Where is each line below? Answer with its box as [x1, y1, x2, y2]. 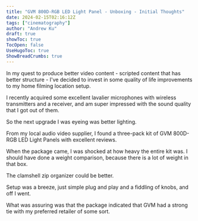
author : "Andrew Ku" [6, 25, 58, 32]
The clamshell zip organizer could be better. [6, 171, 114, 179]
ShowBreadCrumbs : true [6, 53, 62, 59]
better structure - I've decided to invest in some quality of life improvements [6, 76, 193, 83]
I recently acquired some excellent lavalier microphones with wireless [6, 94, 177, 101]
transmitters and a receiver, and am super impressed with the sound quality [6, 100, 191, 108]
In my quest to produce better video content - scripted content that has [6, 69, 181, 76]
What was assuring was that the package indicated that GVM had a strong [6, 201, 188, 208]
